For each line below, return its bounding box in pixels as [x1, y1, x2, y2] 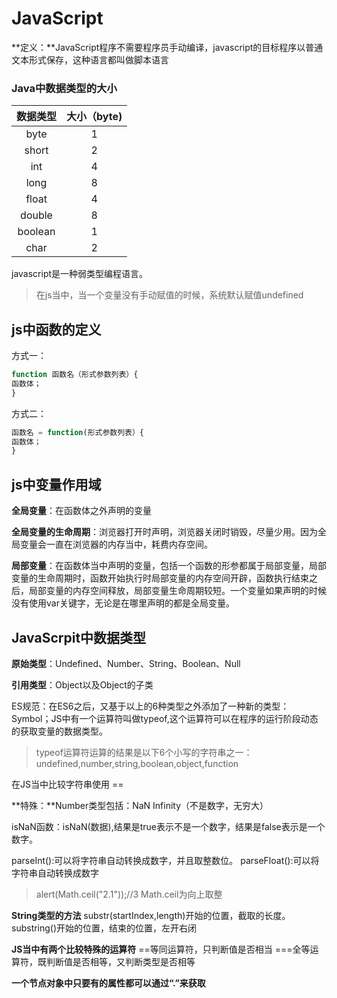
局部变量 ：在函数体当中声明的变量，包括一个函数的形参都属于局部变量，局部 [11, 560, 327, 572]
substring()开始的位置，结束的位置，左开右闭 [11, 922, 198, 934]
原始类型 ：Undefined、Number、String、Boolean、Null [11, 657, 241, 669]
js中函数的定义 [11, 321, 102, 338]
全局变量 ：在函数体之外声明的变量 [11, 505, 152, 517]
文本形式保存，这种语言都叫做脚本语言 [11, 53, 169, 66]
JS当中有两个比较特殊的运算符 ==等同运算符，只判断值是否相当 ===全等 [11, 943, 311, 955]
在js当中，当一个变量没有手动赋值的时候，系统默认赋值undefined [35, 289, 304, 301]
